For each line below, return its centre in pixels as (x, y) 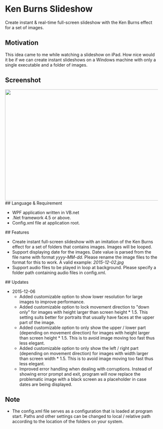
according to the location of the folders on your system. (68, 422)
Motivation (22, 43)
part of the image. (37, 322)
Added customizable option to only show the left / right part (79, 348)
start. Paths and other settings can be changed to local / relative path (81, 416)
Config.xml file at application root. (46, 223)
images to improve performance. (52, 302)
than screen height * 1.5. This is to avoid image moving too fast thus (87, 338)
